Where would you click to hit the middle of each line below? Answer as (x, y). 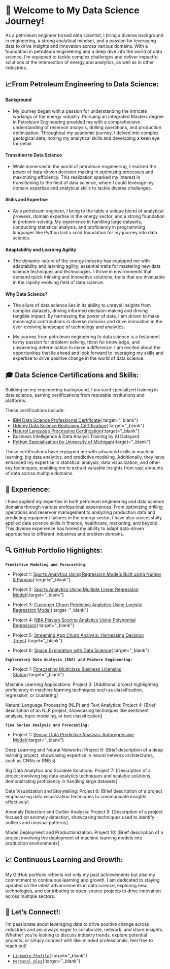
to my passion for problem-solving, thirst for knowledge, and (76, 342)
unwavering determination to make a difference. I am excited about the (87, 348)
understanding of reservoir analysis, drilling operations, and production (87, 127)
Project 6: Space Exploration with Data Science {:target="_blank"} (81, 650)
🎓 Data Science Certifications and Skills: (72, 375)
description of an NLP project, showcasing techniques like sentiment (77, 710)
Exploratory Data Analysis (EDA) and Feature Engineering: (69, 660)
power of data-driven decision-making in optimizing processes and (83, 172)
